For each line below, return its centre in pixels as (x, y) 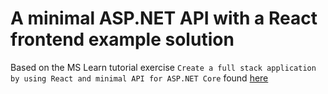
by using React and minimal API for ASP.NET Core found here (139, 78)
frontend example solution (122, 39)
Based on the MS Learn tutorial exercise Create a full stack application (163, 67)
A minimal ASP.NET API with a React (164, 18)
